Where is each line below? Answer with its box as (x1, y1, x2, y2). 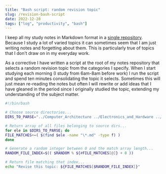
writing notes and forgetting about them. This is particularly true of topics (5, 45, 155, 51)
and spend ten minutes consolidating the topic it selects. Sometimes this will (5, 76, 161, 82)
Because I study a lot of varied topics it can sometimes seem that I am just (5, 40, 157, 46)
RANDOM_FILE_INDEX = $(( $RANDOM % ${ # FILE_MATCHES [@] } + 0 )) (5, 151, 134, 156)
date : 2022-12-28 (5, 16, 41, 21)
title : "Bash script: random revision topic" (5, 7, 100, 12)
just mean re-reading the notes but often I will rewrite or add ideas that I (5, 81, 152, 87)
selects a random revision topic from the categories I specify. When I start (5, 65, 156, 71)
